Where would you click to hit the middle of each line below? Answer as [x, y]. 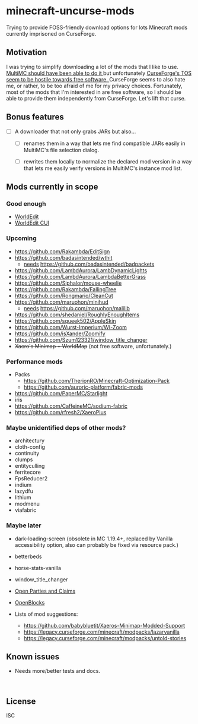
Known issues [33, 657]
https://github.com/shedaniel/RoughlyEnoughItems [77, 314]
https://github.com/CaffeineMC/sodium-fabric [71, 406]
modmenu [27, 504]
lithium [23, 498]
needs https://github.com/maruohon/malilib [77, 308]
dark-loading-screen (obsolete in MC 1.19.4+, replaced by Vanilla [94, 539]
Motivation [27, 53]
